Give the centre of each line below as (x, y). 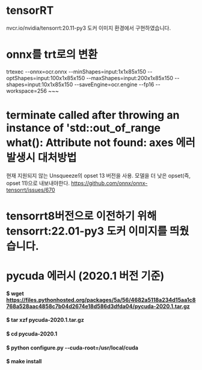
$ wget (15, 293)
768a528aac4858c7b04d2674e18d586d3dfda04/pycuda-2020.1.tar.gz (98, 306)
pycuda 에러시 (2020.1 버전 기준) (85, 276)
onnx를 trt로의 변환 (52, 55)
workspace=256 (26, 90)
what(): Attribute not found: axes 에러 (101, 143)
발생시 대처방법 (41, 158)
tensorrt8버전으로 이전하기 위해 (81, 216)
